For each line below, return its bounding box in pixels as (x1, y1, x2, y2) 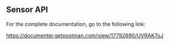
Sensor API (6, 5, 49, 15)
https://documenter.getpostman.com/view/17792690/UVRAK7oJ (6, 32, 164, 39)
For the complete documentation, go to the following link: (6, 20, 146, 27)
